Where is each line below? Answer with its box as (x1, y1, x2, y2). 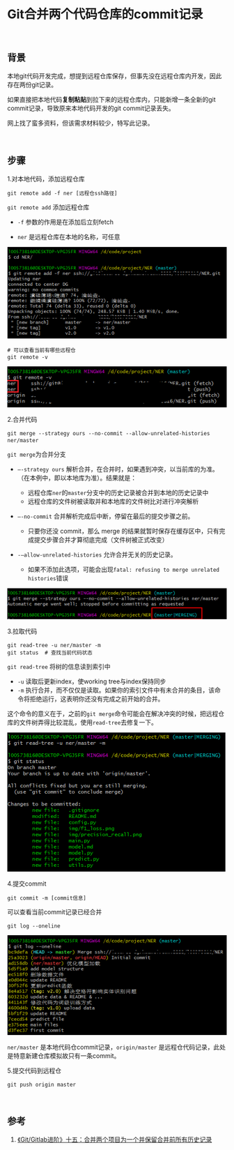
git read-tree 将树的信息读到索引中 (7, 662, 111, 670)
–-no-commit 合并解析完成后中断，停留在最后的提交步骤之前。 (17, 512, 194, 520)
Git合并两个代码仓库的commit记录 (7, 6, 203, 22)
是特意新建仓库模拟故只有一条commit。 (7, 1051, 120, 1060)
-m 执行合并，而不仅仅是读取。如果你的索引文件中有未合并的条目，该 (17, 686, 215, 694)
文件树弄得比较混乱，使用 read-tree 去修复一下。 (19, 718, 158, 726)
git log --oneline (7, 922, 61, 930)
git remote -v (7, 354, 49, 361)
